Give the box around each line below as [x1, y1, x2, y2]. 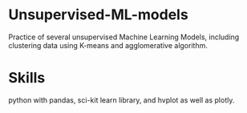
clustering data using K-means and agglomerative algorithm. [8, 40, 209, 50]
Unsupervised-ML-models [8, 6, 188, 24]
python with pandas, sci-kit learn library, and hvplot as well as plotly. [8, 95, 235, 105]
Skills [8, 69, 46, 87]
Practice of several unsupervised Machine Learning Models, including [8, 32, 240, 42]
